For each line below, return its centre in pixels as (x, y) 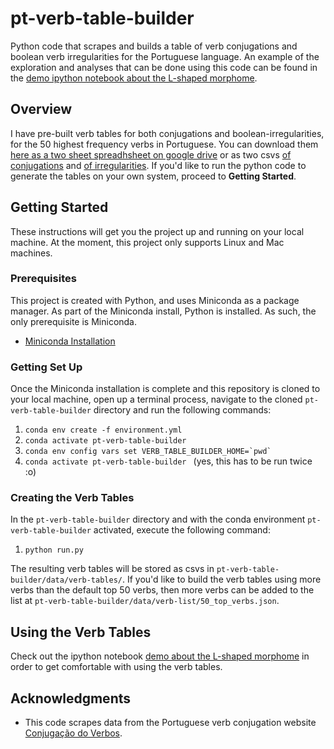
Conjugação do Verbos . (73, 733)
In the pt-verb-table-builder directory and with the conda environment (158, 519)
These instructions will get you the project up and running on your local (157, 231)
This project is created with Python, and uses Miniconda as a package (155, 300)
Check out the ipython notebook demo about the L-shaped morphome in (160, 656)
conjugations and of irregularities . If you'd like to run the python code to (158, 165)
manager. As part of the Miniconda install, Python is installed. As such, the (163, 311)
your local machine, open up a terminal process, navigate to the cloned (156, 399)
